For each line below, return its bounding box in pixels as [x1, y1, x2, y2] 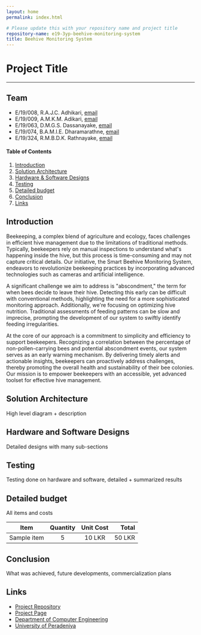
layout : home [6, 8, 39, 15]
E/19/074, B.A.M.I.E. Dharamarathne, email [14, 128, 120, 135]
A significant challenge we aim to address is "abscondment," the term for [6, 282, 187, 289]
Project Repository [14, 603, 61, 610]
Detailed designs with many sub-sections [6, 443, 108, 450]
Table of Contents [6, 148, 52, 155]
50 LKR [114, 533, 136, 542]
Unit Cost [81, 524, 109, 532]
